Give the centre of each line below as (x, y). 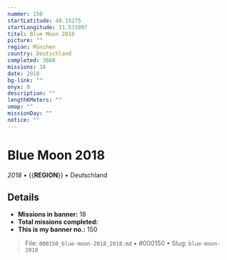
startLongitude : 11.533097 (47, 27)
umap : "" (20, 107)
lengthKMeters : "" (35, 100)
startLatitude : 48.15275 (44, 21)
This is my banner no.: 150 (57, 229)
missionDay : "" (30, 113)
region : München (31, 47)
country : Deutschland (40, 54)
